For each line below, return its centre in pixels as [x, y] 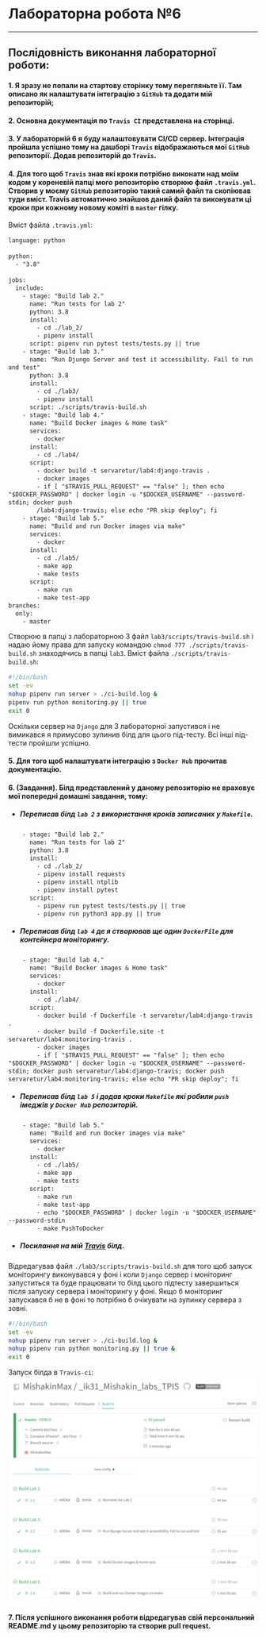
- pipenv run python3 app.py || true [99, 914]
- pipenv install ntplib [78, 882]
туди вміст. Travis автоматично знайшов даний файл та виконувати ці [130, 198]
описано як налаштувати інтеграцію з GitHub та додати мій [110, 94]
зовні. [18, 1308]
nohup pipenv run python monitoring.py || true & [92, 1349]
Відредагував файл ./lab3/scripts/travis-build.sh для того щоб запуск [130, 1266]
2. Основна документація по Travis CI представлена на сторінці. [122, 121]
